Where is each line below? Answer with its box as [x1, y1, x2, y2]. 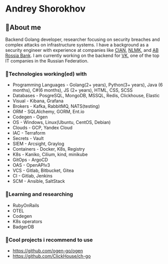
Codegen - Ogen [12, 114, 48, 120]
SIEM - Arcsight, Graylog [12, 141, 65, 147]
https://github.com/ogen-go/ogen [12, 247, 83, 253]
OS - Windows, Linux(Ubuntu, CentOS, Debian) [12, 119, 111, 125]
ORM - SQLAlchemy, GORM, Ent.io [12, 109, 85, 115]
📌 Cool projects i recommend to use [5, 236, 93, 243]
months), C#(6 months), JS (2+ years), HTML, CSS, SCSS [12, 87, 133, 93]
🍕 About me [5, 23, 41, 32]
